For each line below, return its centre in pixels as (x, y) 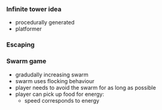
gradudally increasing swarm (52, 75)
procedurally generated (45, 23)
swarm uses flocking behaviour (55, 81)
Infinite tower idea (34, 9)
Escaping (20, 45)
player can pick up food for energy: (60, 94)
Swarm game (27, 61)
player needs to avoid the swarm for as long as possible (86, 87)
